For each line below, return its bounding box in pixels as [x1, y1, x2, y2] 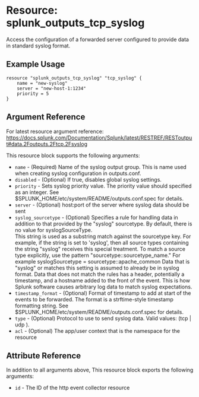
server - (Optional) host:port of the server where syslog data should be [14, 201, 189, 208]
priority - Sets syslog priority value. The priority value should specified [14, 182, 192, 189]
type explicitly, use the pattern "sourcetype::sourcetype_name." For [14, 252, 181, 259]
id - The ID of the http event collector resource [14, 384, 130, 392]
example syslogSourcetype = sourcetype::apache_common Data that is [14, 258, 190, 265]
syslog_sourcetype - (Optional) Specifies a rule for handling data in [14, 214, 178, 221]
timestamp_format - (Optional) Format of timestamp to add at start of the [14, 289, 191, 297]
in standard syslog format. [6, 42, 71, 49]
